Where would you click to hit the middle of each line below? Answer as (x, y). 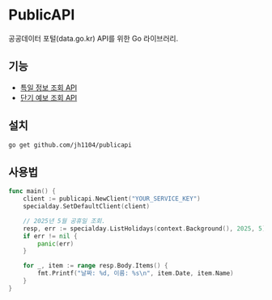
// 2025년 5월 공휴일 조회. (64, 221)
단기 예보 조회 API (49, 97)
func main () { (32, 191)
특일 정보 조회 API (49, 88)
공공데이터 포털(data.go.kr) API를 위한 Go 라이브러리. (93, 38)
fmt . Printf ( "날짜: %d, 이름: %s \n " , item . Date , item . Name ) (136, 273)
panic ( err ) (56, 244)
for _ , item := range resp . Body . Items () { (96, 266)
